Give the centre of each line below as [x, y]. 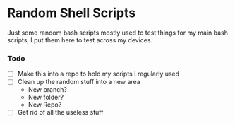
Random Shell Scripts [72, 13]
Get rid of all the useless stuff [60, 112]
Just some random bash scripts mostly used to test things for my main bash [117, 33]
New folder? [46, 98]
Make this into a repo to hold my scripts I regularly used [98, 74]
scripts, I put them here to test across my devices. [80, 40]
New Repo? [45, 105]
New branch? [47, 90]
